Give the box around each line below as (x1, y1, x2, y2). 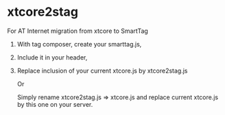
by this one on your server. (16, 100, 93, 108)
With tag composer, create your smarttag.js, (16, 40, 142, 48)
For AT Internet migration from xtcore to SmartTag (7, 27, 149, 35)
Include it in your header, (16, 53, 88, 62)
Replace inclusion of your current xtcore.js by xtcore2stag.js (16, 66, 188, 75)
